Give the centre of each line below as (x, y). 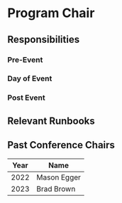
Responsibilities (44, 40)
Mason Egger (59, 177)
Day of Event (30, 78)
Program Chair (51, 13)
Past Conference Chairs (61, 145)
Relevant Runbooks (51, 121)
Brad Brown (56, 189)
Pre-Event (25, 60)
